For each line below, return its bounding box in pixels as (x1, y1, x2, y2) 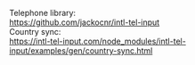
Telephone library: (9, 8, 77, 18)
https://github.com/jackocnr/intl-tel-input (9, 17, 160, 28)
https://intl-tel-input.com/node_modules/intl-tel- (9, 36, 187, 46)
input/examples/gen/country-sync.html (9, 45, 153, 56)
